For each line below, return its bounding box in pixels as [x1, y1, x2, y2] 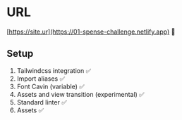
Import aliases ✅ [16, 74, 66, 83]
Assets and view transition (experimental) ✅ [16, 90, 145, 98]
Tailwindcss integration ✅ [16, 66, 92, 74]
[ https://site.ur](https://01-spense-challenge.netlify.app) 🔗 [6, 27, 176, 36]
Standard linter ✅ [16, 98, 68, 106]
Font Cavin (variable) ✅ [16, 82, 85, 91]
